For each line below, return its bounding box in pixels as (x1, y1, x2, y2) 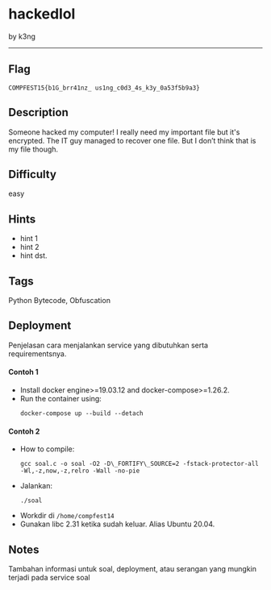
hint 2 (19, 243, 40, 252)
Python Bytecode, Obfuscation (8, 296, 111, 305)
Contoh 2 (8, 426, 40, 436)
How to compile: (19, 444, 75, 454)
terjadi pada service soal (8, 573, 90, 583)
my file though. (8, 144, 59, 154)
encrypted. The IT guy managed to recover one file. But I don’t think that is (8, 135, 256, 145)
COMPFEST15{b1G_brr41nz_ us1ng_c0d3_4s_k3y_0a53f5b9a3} (8, 84, 200, 92)
